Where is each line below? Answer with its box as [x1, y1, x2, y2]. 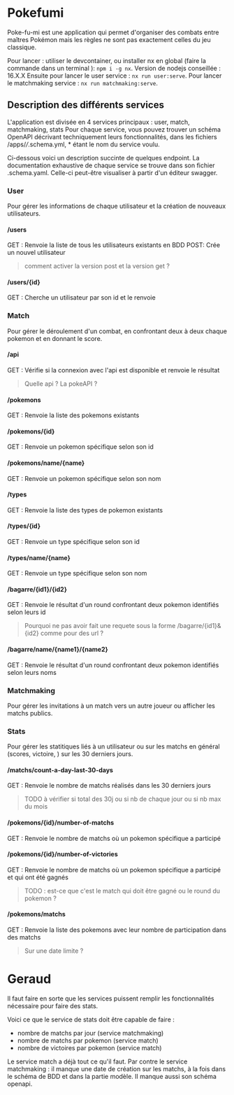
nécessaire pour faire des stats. [7, 1001, 98, 1010]
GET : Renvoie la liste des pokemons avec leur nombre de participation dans [7, 926, 227, 934]
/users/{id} [7, 278, 41, 286]
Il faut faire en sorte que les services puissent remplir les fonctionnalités [7, 994, 214, 1003]
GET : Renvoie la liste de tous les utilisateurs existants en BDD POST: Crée [7, 241, 221, 249]
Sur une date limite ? [24, 947, 84, 955]
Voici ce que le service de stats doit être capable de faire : [7, 1015, 175, 1024]
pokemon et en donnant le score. [7, 334, 103, 342]
